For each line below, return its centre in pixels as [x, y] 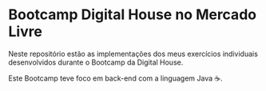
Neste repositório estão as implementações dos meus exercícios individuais [133, 53]
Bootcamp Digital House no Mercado [133, 15]
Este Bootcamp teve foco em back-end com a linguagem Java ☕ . [115, 78]
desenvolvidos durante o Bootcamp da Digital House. [96, 62]
